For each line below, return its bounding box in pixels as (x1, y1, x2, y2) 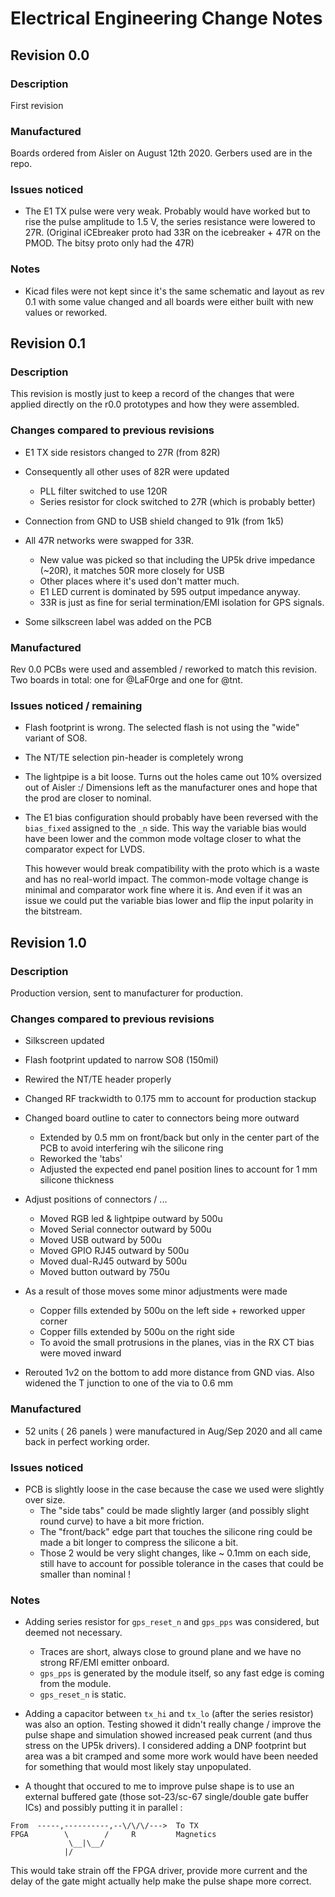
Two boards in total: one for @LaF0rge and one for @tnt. (10, 674, 243, 686)
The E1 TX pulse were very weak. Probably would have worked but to (24, 205, 311, 217)
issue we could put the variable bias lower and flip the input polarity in (24, 895, 314, 907)
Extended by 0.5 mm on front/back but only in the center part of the (39, 1132, 320, 1144)
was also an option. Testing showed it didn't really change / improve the (24, 1718, 322, 1731)
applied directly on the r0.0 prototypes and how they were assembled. (10, 398, 300, 411)
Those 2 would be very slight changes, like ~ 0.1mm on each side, (39, 1547, 312, 1559)
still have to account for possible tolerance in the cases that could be (39, 1557, 324, 1569)
